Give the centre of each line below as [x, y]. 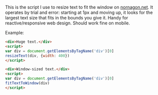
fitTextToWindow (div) [27, 83]
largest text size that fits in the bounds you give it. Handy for [67, 18]
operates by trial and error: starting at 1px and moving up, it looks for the [79, 12]
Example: [15, 33]
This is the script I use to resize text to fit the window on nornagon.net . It [79, 7]
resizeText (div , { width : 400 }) [37, 56]
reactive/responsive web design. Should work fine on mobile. [68, 23]
